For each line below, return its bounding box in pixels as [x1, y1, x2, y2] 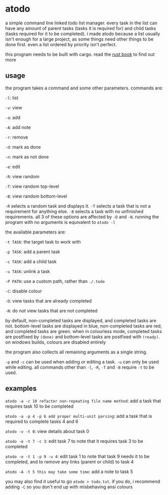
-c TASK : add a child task [5, 258, 57, 265]
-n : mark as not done [5, 153, 49, 160]
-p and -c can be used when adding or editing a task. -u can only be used [5, 358, 159, 365]
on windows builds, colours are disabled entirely [5, 339, 106, 345]
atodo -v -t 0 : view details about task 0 [5, 428, 90, 434]
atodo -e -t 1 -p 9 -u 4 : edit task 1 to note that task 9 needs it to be [5, 453, 150, 459]
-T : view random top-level [5, 183, 59, 189]
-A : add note [5, 124, 31, 130]
